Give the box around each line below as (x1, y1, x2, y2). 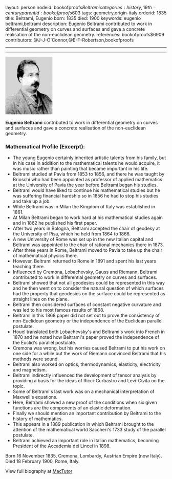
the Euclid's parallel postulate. (12, 340, 77, 346)
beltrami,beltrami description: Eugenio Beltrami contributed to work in (5, 20, 153, 27)
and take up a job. (12, 198, 51, 204)
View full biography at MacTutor (5, 468, 73, 474)
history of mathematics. (12, 416, 63, 422)
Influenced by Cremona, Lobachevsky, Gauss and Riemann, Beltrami (12, 269, 158, 275)
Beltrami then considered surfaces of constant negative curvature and (12, 301, 161, 308)
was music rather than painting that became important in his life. (12, 166, 149, 172)
